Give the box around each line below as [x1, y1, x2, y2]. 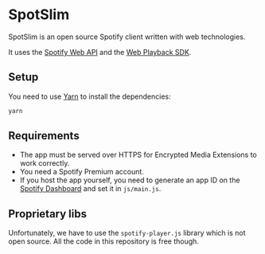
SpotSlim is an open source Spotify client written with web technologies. [8, 32, 246, 41]
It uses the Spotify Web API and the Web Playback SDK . [8, 47, 192, 57]
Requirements [8, 129, 80, 143]
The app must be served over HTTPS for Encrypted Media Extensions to [19, 150, 257, 160]
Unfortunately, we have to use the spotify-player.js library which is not [8, 229, 246, 238]
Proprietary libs [8, 207, 88, 221]
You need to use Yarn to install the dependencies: [8, 92, 171, 101]
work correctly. [19, 158, 70, 168]
